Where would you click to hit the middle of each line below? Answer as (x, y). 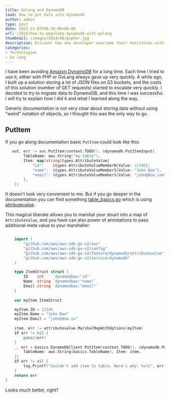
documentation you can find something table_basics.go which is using (79, 200)
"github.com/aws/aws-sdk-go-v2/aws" (62, 244)
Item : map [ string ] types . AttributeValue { (67, 160)
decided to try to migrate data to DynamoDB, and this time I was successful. (84, 93)
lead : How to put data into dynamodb (45, 15)
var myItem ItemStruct (38, 300)
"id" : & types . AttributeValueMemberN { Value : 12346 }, (91, 165)
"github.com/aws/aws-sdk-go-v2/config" (66, 248)
